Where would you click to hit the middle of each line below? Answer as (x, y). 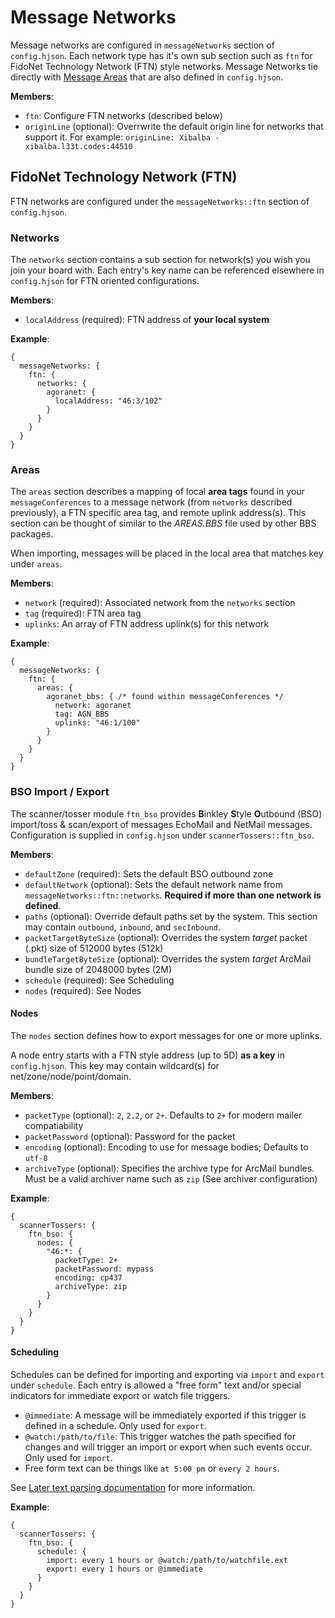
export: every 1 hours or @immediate (124, 1569)
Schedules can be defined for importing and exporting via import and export (167, 1375)
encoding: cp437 (88, 1277)
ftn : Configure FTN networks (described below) (123, 115)
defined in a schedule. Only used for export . (115, 1426)
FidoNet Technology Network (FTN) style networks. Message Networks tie (164, 66)
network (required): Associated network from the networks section (160, 603)
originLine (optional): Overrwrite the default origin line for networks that (174, 126)
